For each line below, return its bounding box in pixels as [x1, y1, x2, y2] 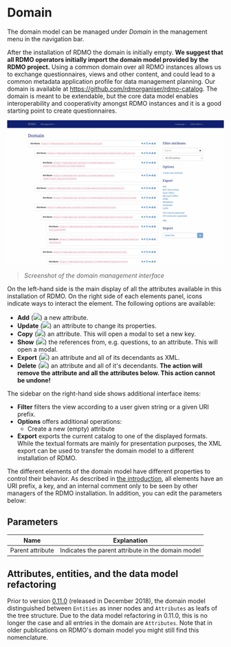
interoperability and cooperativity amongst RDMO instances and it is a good [7, 99, 222, 107]
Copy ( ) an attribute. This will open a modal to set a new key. [16, 330, 197, 338]
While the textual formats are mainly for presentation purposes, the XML [16, 439, 222, 447]
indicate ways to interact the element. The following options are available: [7, 299, 216, 307]
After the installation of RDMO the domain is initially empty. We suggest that [7, 48, 223, 56]
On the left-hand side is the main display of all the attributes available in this [7, 284, 222, 293]
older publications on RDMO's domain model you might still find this [7, 626, 199, 635]
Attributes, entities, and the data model [7, 568, 179, 580]
